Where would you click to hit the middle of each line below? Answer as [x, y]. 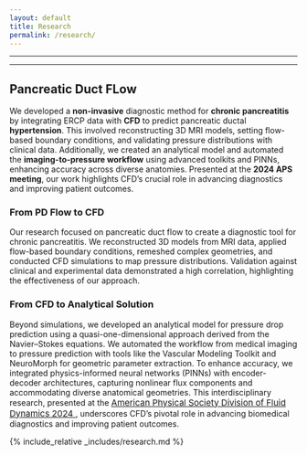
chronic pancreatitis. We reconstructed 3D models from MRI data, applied [148, 242]
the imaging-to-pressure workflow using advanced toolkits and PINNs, [145, 160]
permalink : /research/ [53, 35]
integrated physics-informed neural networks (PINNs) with [120, 373]
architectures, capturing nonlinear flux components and [148, 382]
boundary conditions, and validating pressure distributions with [154, 140]
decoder [26, 382]
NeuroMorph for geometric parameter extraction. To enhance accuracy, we [151, 363]
